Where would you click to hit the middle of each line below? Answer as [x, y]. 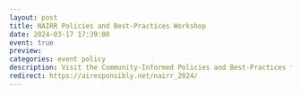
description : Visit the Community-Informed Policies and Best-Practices [148, 68]
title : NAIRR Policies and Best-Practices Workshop [107, 26]
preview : [26, 51]
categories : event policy [57, 59]
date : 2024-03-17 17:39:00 [60, 34]
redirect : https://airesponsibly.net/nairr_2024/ [104, 76]
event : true [31, 43]
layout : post [34, 17]
